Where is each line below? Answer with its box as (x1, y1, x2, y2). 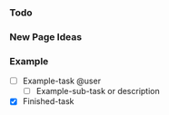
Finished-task (22, 96, 75, 107)
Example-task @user (22, 75, 102, 87)
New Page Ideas (9, 30, 83, 43)
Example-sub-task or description (35, 86, 161, 97)
